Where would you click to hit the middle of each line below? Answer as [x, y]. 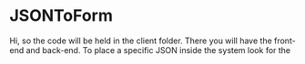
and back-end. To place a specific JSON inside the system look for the [158, 50]
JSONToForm [61, 16]
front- [285, 41]
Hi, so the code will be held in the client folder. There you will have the [141, 41]
